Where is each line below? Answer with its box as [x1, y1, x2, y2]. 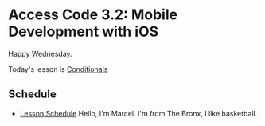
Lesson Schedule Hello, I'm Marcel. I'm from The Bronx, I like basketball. [19, 108, 258, 118]
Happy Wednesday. [8, 49, 73, 58]
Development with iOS [8, 22, 159, 41]
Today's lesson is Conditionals [8, 64, 108, 73]
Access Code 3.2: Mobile [8, 6, 177, 24]
